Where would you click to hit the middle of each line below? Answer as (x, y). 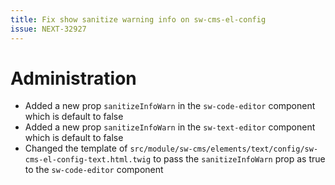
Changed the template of (76, 148)
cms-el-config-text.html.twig (88, 160)
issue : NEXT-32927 (48, 29)
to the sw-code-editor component (94, 170)
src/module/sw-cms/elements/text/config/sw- (224, 149)
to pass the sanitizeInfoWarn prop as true (239, 159)
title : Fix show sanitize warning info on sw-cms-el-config (138, 19)
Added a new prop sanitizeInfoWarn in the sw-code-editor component (170, 106)
